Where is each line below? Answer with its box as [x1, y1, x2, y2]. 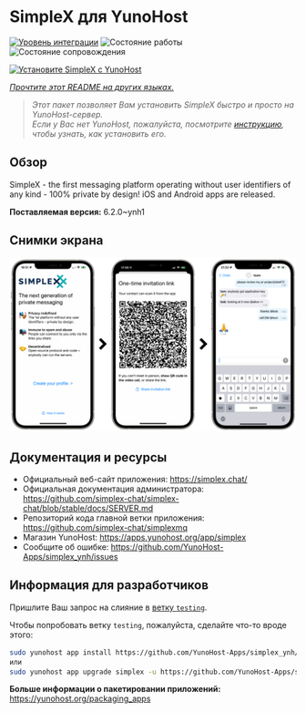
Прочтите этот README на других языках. [9, 81, 175, 92]
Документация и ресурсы [9, 449, 168, 465]
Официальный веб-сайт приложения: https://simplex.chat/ [22, 474, 248, 485]
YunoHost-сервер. [31, 108, 103, 119]
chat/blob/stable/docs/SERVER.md [22, 503, 154, 514]
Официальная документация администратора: [22, 483, 205, 494]
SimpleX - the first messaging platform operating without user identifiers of [9, 179, 291, 190]
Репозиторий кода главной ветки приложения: [22, 512, 205, 523]
